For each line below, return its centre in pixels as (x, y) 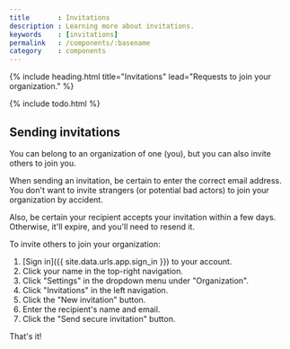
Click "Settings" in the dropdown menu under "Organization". (136, 281)
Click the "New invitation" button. (84, 300)
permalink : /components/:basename (80, 43)
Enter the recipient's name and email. (91, 309)
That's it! (26, 336)
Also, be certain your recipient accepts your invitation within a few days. (143, 217)
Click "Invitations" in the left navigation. (95, 290)
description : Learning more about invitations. (102, 26)
